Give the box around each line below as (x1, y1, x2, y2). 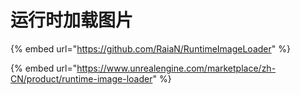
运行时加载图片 (10, 9, 134, 32)
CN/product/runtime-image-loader (10, 72, 153, 85)
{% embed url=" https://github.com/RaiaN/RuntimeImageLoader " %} (10, 42, 291, 55)
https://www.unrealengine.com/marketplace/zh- (76, 62, 277, 74)
